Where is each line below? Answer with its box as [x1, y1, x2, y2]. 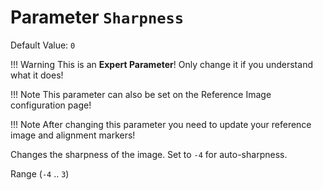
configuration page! [10, 99, 92, 111]
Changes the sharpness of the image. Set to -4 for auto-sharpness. [10, 148, 288, 160]
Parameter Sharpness [10, 6, 185, 29]
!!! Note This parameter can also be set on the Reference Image [10, 88, 272, 100]
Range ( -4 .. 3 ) [10, 167, 70, 180]
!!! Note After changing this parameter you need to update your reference [10, 118, 312, 130]
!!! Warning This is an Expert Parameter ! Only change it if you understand [10, 58, 313, 70]
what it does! [10, 69, 64, 81]
